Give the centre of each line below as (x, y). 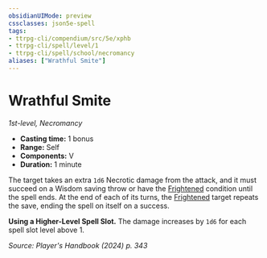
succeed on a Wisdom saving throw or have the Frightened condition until (131, 188)
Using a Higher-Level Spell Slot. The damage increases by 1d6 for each (127, 221)
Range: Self (40, 147)
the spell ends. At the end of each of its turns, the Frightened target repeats (133, 197)
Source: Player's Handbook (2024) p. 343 (78, 245)
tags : (17, 31)
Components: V (47, 156)
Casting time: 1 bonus (57, 139)
